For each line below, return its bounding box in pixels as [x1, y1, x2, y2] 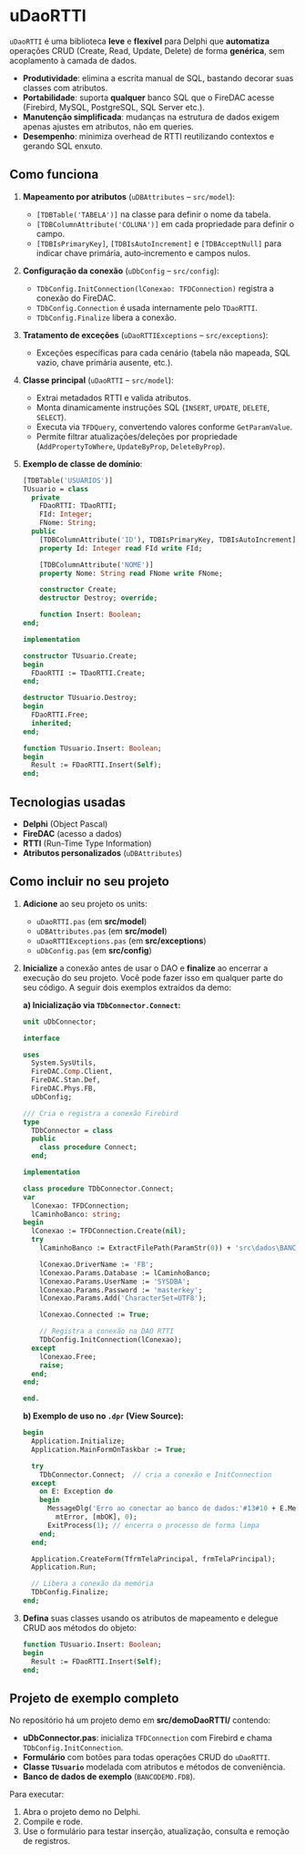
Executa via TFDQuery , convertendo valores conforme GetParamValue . [36, 421, 293, 432]
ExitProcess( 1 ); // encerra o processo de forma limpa [46, 1520, 260, 1530]
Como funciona [9, 167, 99, 182]
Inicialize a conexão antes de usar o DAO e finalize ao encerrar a [22, 963, 269, 974]
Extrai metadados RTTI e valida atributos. [36, 392, 191, 403]
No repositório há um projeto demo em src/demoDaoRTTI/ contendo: [9, 1715, 271, 1726]
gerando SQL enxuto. [22, 140, 103, 151]
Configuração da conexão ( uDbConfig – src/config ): [22, 265, 220, 276]
